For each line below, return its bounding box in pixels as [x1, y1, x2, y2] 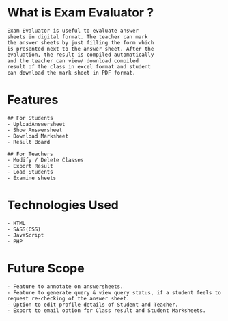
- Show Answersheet [7, 127, 63, 133]
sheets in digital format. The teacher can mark [7, 33, 148, 40]
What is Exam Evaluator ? [7, 5, 154, 21]
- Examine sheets [7, 175, 57, 181]
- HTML [7, 220, 26, 227]
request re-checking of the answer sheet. [7, 295, 130, 302]
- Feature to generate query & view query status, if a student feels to [7, 289, 222, 296]
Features [7, 92, 59, 107]
